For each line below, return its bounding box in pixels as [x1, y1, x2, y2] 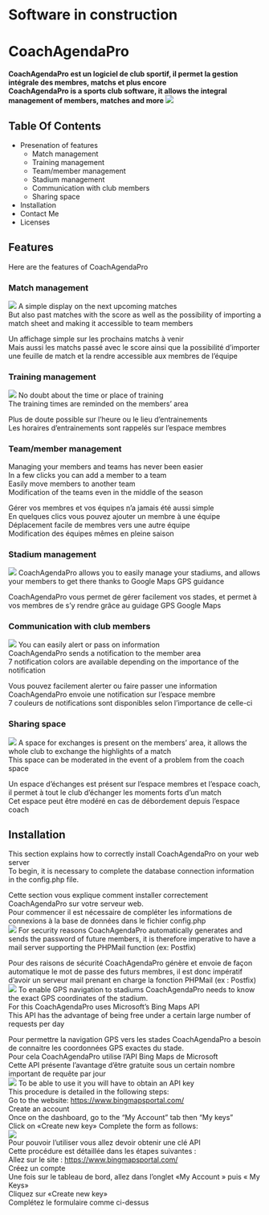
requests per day [8, 1019, 65, 1029]
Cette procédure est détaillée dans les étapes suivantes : [8, 1147, 197, 1156]
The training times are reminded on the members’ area [8, 399, 189, 409]
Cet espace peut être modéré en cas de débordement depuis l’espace [8, 796, 240, 805]
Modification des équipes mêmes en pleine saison [8, 529, 174, 538]
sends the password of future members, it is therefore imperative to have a [8, 934, 256, 944]
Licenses [19, 217, 51, 227]
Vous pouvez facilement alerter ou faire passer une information [8, 682, 218, 691]
